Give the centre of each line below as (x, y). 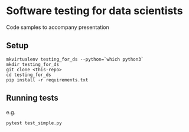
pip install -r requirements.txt (47, 80)
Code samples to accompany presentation (58, 27)
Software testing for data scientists (94, 11)
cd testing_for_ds (29, 75)
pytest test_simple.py (34, 123)
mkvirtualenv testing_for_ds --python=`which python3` (75, 59)
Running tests (32, 98)
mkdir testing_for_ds (33, 64)
